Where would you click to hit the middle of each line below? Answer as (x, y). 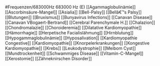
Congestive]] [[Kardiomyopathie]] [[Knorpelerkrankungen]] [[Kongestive (77, 43)
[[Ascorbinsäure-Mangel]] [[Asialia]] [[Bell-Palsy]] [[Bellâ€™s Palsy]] (73, 12)
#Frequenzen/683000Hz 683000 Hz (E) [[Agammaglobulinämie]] (70, 7)
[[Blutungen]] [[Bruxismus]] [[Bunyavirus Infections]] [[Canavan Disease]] (79, 17)
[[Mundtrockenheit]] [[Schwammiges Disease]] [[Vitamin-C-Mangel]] (74, 53)
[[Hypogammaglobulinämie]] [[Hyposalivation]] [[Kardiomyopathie (71, 38)
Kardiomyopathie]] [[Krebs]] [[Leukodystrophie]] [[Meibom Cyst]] (71, 48)
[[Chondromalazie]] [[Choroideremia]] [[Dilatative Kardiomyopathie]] (73, 28)
